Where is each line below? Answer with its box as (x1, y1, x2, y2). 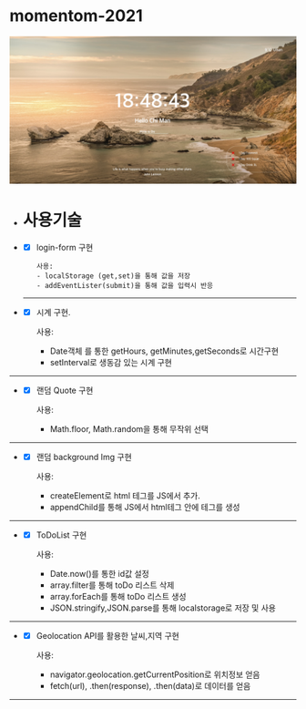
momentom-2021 (9, 5, 143, 26)
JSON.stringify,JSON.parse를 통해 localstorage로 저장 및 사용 (49, 602, 276, 613)
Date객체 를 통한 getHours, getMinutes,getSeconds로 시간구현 (49, 345, 280, 356)
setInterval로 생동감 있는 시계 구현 (49, 356, 173, 367)
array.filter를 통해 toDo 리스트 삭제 (49, 580, 175, 591)
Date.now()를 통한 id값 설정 (49, 569, 150, 580)
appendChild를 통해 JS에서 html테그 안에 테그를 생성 (49, 502, 240, 513)
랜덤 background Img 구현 (36, 451, 132, 462)
